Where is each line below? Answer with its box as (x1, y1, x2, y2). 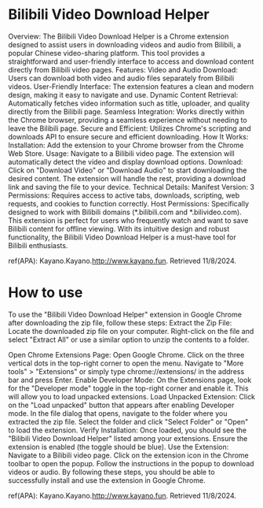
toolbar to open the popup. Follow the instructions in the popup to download (8, 458, 254, 468)
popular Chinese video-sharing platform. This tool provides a (8, 48, 206, 57)
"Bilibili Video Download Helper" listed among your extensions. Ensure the (8, 433, 248, 443)
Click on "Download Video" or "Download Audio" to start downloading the (8, 165, 247, 175)
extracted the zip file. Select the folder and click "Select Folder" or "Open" (8, 417, 249, 426)
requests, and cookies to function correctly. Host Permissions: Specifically (8, 198, 250, 208)
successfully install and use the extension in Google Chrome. (8, 475, 206, 485)
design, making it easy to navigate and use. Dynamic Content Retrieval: (8, 90, 239, 99)
